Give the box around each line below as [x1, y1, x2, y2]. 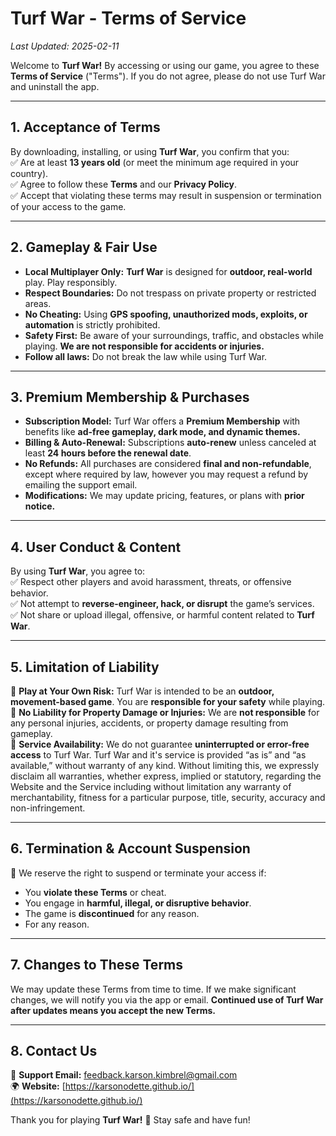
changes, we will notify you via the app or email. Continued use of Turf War [10, 993, 324, 1006]
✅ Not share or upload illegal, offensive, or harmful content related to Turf [10, 609, 315, 621]
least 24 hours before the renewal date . [24, 447, 192, 459]
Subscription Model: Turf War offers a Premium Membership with [24, 415, 301, 427]
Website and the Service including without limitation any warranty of [10, 781, 292, 792]
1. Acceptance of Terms [10, 119, 161, 136]
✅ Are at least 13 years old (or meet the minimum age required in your [10, 156, 300, 168]
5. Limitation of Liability [10, 658, 160, 676]
